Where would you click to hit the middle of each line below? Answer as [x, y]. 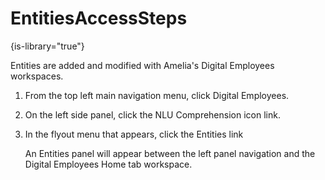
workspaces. [37, 76]
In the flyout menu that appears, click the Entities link [134, 134]
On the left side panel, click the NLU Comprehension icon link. [152, 114]
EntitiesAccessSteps [99, 18]
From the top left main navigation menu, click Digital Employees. [157, 95]
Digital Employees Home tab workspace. [108, 164]
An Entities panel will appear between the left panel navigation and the [170, 153]
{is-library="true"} [47, 46]
